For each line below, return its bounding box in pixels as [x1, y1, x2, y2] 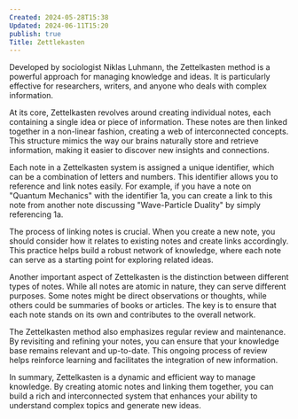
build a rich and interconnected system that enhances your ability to [9, 391, 258, 401]
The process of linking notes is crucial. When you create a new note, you [9, 227, 276, 237]
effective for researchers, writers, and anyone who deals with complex [9, 81, 268, 91]
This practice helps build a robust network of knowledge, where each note [9, 245, 282, 256]
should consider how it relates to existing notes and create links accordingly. [9, 236, 289, 246]
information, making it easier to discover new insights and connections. [9, 145, 270, 156]
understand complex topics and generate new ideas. [9, 400, 202, 411]
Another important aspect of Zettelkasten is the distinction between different [9, 272, 289, 283]
